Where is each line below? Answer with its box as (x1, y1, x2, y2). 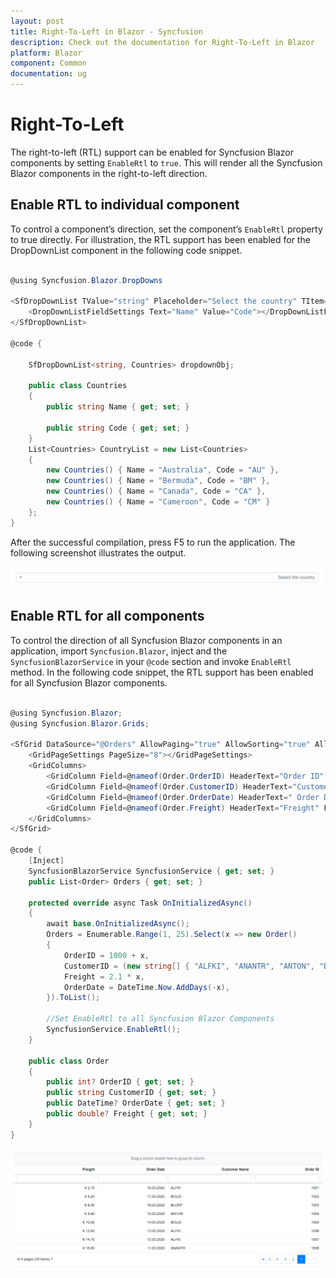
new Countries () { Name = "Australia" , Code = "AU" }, (46, 465, 280, 475)
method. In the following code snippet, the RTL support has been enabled (10, 666, 314, 678)
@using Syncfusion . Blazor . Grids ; (10, 718, 150, 729)
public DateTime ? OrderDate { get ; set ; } (46, 1098, 226, 1109)
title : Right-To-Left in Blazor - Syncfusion (10, 26, 203, 37)
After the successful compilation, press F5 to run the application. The (10, 536, 296, 548)
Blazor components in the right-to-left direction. (10, 167, 208, 179)
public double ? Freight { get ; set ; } (46, 1109, 208, 1119)
